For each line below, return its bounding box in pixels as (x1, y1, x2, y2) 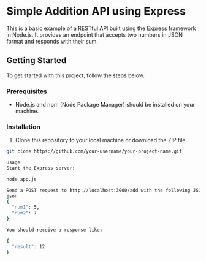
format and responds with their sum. (6, 37, 98, 45)
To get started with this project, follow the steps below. (6, 72, 145, 79)
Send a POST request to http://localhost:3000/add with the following (6, 187, 191, 194)
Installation (6, 123, 41, 131)
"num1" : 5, (12, 204, 40, 211)
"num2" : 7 (12, 210, 37, 216)
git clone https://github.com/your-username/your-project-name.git (6, 148, 183, 154)
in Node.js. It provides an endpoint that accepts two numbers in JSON (6, 31, 183, 38)
